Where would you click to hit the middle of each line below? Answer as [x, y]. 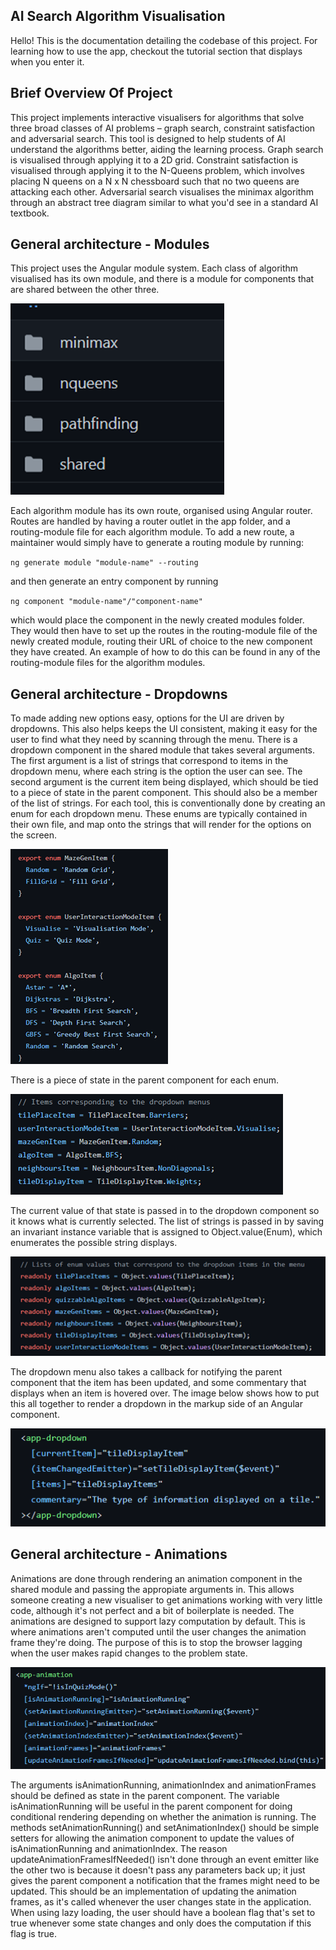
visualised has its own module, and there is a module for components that [162, 279]
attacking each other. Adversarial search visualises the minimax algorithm [162, 191]
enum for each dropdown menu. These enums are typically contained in [159, 814]
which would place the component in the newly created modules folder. [157, 620]
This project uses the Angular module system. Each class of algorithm [154, 268]
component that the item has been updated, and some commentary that [158, 1383]
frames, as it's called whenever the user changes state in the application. [161, 1902]
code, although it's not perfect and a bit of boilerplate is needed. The [152, 1610]
